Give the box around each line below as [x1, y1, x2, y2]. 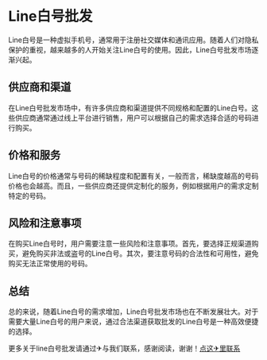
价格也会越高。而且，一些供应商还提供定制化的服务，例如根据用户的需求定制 [8, 180, 259, 191]
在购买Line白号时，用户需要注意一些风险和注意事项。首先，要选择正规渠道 [8, 239, 252, 249]
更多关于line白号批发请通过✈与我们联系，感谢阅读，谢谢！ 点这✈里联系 [8, 343, 241, 354]
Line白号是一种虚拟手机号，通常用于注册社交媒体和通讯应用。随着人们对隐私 [8, 35, 259, 45]
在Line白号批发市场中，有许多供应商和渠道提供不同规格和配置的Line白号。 [8, 103, 252, 112]
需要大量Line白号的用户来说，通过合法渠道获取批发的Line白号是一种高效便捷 [8, 317, 259, 327]
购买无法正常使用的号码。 [8, 259, 92, 269]
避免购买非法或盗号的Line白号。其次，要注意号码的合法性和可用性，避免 [21, 249, 259, 258]
